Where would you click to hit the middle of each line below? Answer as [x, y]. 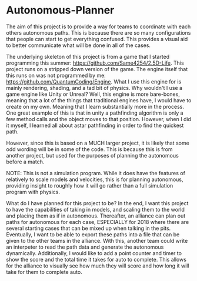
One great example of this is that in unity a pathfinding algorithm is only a [95, 113]
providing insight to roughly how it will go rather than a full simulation [90, 185]
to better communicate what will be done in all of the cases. [79, 45]
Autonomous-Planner [60, 10]
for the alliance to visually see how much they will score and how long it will [98, 266]
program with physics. [33, 192]
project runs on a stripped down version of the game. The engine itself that [97, 69]
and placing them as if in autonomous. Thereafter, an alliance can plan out [96, 216]
